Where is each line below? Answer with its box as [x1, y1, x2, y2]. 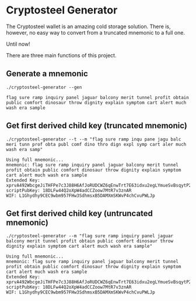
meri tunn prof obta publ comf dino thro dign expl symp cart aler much [6, 141, 187, 147]
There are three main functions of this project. [6, 52, 117, 59]
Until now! [6, 40, 30, 47]
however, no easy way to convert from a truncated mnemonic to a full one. [6, 29, 185, 36]
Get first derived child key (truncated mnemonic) [6, 121, 188, 131]
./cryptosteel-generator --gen [6, 84, 82, 90]
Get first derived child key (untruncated [6, 208, 153, 218]
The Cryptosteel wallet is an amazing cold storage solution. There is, [6, 23, 171, 30]
